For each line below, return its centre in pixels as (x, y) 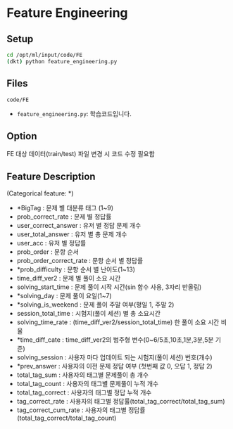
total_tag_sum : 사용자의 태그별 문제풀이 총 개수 (83, 375)
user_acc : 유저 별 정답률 (51, 243)
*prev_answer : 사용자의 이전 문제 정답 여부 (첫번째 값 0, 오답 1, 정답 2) (114, 366)
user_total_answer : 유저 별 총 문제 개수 (72, 234)
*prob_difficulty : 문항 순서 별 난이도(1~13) (76, 269)
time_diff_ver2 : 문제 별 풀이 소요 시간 (69, 278)
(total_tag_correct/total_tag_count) (67, 418)
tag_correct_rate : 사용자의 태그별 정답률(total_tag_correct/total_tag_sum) (121, 402)
